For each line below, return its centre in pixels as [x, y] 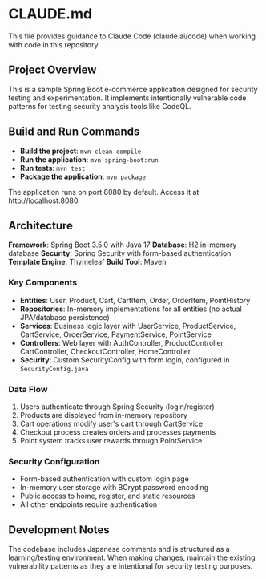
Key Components [43, 283]
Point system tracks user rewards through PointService [111, 440]
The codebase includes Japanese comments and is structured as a [119, 549]
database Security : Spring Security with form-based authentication [120, 253]
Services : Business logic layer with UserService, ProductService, [128, 326]
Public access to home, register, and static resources [107, 496]
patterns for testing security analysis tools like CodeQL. [100, 106]
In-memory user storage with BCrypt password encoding [114, 488]
